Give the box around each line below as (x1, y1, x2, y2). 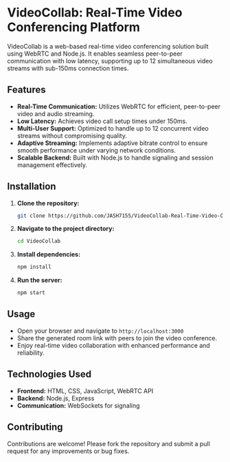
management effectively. (16, 160, 88, 169)
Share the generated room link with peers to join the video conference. (16, 333, 218, 342)
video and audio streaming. (16, 109, 95, 118)
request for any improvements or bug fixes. (7, 447, 130, 455)
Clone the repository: (16, 199, 80, 207)
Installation (7, 181, 56, 192)
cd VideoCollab (16, 238, 61, 245)
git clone (16, 212, 46, 219)
